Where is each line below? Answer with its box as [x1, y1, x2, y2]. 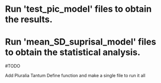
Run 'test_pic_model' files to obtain [5, 3, 152, 15]
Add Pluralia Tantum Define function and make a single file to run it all [5, 73, 146, 79]
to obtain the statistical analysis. [5, 47, 140, 58]
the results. [5, 14, 53, 25]
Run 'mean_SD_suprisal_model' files [5, 36, 157, 48]
